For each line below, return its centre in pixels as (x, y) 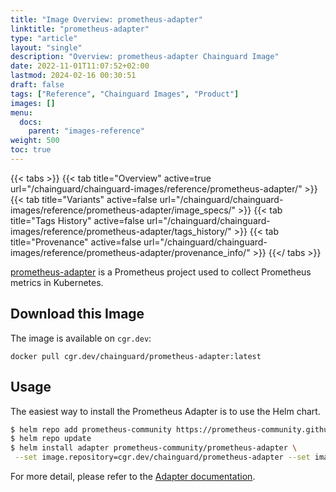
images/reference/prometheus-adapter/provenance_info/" (130, 252)
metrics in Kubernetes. (57, 282)
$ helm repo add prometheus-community (91, 429)
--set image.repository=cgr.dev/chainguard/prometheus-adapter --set (162, 457)
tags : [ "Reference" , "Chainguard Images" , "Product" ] (125, 94)
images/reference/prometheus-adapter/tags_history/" (121, 231)
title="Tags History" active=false (77, 220)
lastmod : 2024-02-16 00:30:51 (73, 76)
